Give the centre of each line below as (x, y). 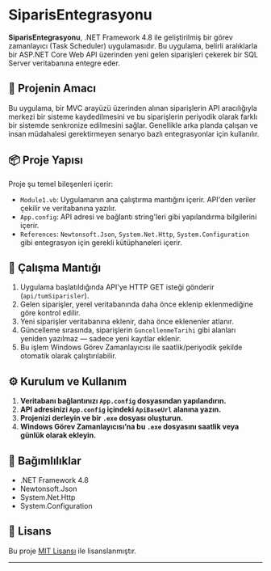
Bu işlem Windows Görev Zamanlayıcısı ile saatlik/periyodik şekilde (131, 347)
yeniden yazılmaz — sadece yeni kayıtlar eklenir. (100, 339)
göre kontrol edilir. (50, 313)
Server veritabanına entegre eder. (65, 63)
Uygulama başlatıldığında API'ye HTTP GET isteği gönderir (117, 287)
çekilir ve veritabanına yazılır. (68, 208)
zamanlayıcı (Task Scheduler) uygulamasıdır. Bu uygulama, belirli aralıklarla (133, 45)
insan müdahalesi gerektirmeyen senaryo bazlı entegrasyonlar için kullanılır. (134, 133)
